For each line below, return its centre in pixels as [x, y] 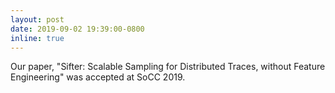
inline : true [37, 38]
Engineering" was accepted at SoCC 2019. [98, 77]
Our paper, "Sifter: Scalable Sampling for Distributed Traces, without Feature [168, 67]
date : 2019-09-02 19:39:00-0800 [77, 29]
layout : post [37, 19]
